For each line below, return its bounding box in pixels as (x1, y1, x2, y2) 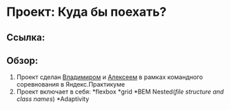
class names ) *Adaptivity (16, 95, 90, 103)
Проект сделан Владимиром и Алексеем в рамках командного (16, 73, 203, 81)
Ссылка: (6, 32, 46, 43)
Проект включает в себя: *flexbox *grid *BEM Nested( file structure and (16, 87, 224, 96)
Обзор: (6, 54, 39, 66)
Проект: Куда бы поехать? (6, 4, 167, 20)
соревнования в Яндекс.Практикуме (16, 80, 125, 89)
